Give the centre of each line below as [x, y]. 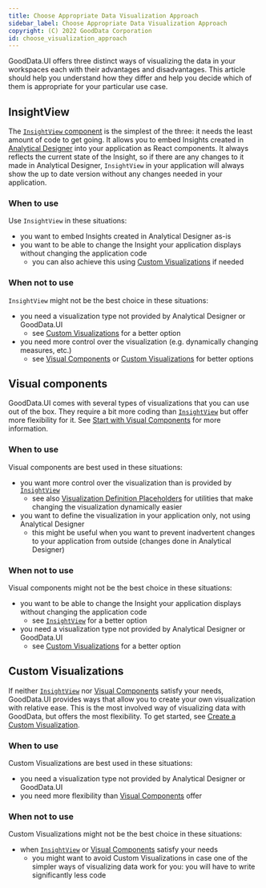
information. [28, 429]
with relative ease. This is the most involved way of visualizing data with [127, 707]
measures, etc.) [46, 350]
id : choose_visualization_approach [68, 38]
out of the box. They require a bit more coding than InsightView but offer [128, 411]
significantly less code [69, 875]
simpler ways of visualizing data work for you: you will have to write [143, 867]
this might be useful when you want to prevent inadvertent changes [143, 532]
